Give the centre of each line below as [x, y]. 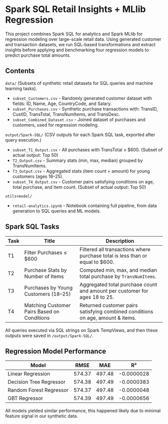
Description [120, 241]
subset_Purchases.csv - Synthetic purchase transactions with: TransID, [85, 109]
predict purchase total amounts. [38, 55]
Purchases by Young [48, 287]
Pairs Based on [42, 311]
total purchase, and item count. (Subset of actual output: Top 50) [79, 187]
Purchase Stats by [45, 270]
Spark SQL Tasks [32, 227]
